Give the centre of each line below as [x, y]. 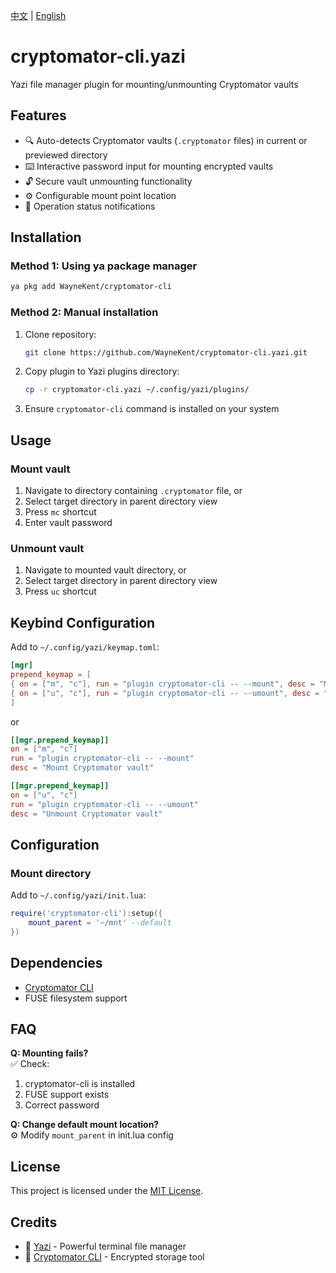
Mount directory [51, 873]
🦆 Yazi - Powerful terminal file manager [105, 1246]
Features [38, 115]
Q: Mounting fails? [49, 1053]
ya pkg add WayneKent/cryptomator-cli [91, 287]
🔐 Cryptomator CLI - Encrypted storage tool [114, 1257]
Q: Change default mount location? [85, 1125]
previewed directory [66, 155]
